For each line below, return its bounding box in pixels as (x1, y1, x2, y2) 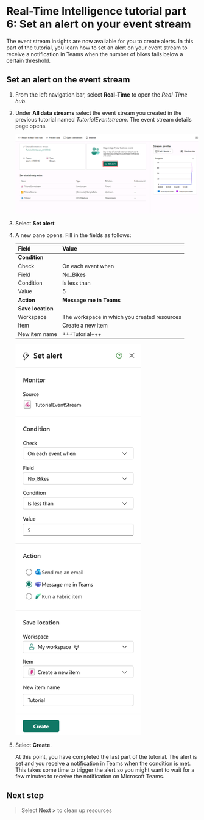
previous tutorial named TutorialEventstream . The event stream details (15, 115, 192, 123)
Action (18, 296, 35, 304)
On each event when (62, 262, 114, 269)
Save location (18, 304, 54, 312)
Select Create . (15, 741, 52, 749)
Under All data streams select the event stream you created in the (15, 109, 182, 117)
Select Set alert (15, 219, 55, 227)
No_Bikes (62, 271, 86, 278)
